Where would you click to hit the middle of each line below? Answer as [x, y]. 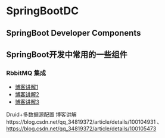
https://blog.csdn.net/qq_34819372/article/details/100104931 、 [84, 122]
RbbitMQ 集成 [26, 73]
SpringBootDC [43, 11]
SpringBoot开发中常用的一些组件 [67, 54]
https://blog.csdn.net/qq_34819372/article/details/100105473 [81, 128]
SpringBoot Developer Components [74, 33]
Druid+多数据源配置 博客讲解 [41, 115]
